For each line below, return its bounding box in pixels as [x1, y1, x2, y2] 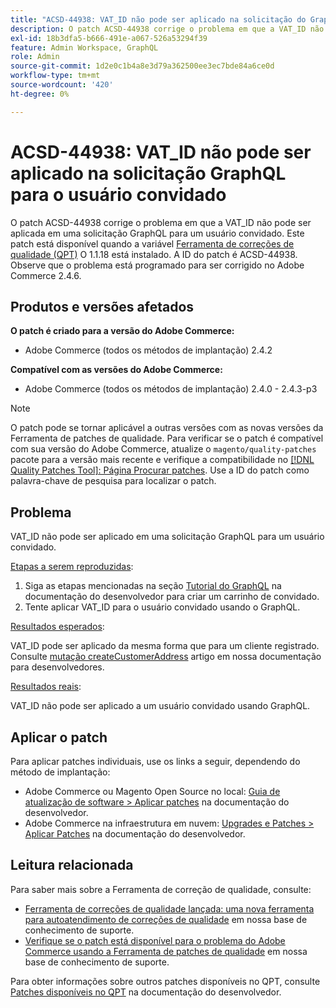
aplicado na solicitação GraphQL [10, 162, 287, 185]
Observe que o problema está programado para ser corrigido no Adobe [10, 259, 305, 271]
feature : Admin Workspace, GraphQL [10, 42, 159, 53]
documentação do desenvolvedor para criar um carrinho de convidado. [24, 591, 320, 603]
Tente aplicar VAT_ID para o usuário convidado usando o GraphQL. [24, 601, 301, 613]
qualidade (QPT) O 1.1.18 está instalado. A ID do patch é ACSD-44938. [10, 248, 298, 260]
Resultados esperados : [10, 621, 105, 633]
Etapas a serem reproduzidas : [10, 561, 134, 573]
